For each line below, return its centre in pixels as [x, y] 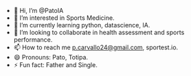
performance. [33, 40]
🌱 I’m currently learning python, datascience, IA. [82, 25]
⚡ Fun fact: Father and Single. [55, 65]
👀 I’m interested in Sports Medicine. [64, 18]
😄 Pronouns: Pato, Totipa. [50, 57]
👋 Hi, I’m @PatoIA [38, 11]
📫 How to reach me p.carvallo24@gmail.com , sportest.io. [96, 47]
